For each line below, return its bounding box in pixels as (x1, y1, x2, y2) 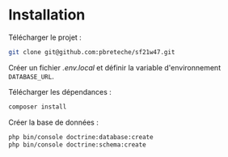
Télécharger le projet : (8, 32, 82, 42)
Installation (8, 6, 86, 24)
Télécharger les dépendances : (8, 87, 112, 96)
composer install (8, 103, 67, 111)
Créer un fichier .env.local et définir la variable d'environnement (8, 62, 221, 72)
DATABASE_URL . (8, 71, 54, 81)
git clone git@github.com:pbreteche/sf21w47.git (8, 48, 175, 56)
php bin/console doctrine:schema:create (8, 140, 147, 149)
